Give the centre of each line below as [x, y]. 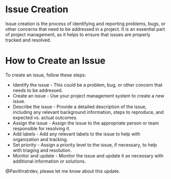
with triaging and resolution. [42, 150]
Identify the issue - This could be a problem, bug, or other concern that [88, 85]
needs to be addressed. [38, 90]
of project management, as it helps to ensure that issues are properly [78, 34]
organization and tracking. [40, 139]
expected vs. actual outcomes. [45, 117]
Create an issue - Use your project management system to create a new [88, 95]
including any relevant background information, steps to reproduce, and [88, 112]
